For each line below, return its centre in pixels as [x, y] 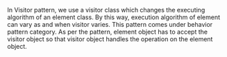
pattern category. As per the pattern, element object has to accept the [108, 32]
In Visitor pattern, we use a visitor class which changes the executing [106, 10]
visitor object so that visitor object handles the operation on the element [110, 39]
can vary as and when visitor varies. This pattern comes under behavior [110, 24]
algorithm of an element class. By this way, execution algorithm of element [114, 17]
